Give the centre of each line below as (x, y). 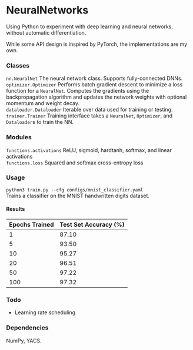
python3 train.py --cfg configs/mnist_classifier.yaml (75, 190)
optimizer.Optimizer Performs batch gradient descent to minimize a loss (94, 85)
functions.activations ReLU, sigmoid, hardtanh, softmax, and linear (89, 150)
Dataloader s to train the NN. (40, 122)
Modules (19, 137)
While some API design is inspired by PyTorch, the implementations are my (97, 44)
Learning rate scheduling (45, 312)
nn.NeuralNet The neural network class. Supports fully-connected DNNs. (94, 78)
